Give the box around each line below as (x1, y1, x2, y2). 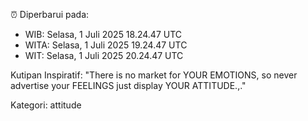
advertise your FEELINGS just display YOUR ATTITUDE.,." (10, 80, 247, 91)
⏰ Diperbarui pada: (10, 9, 90, 20)
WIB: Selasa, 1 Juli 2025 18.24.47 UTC (24, 29, 183, 40)
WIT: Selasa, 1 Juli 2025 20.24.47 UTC (24, 50, 184, 61)
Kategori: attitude (10, 99, 82, 111)
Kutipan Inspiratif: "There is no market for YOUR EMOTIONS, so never (10, 69, 298, 81)
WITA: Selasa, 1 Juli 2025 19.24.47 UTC (24, 39, 188, 51)
